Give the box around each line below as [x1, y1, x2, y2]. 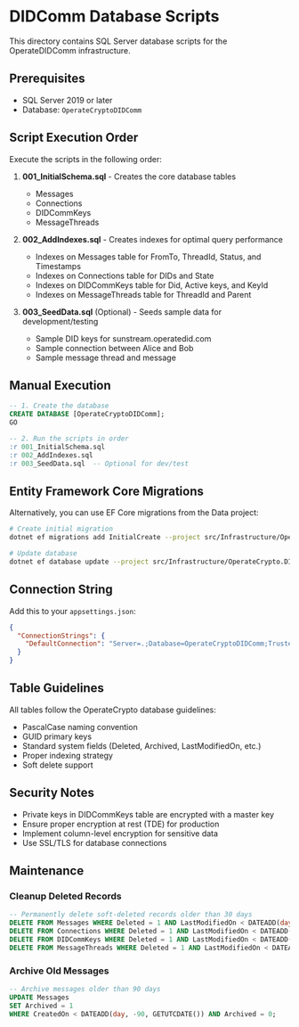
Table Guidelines [9, 680, 105, 696]
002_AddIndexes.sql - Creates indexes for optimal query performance [21, 234, 283, 244]
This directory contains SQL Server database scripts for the [9, 36, 228, 46]
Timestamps [35, 260, 82, 271]
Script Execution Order [9, 130, 139, 145]
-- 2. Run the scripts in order [9, 434, 129, 443]
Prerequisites [9, 71, 85, 86]
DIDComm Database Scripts [9, 6, 220, 27]
